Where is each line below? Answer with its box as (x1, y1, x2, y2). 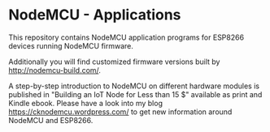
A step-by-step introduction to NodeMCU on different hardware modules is (8, 81, 260, 91)
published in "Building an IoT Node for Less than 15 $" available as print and (8, 89, 263, 99)
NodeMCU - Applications (8, 6, 181, 24)
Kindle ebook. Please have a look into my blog (8, 98, 163, 108)
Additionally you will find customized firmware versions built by (8, 57, 220, 66)
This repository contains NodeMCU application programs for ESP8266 (8, 32, 245, 42)
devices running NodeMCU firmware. (8, 40, 134, 50)
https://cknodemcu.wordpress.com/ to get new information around (8, 107, 233, 117)
